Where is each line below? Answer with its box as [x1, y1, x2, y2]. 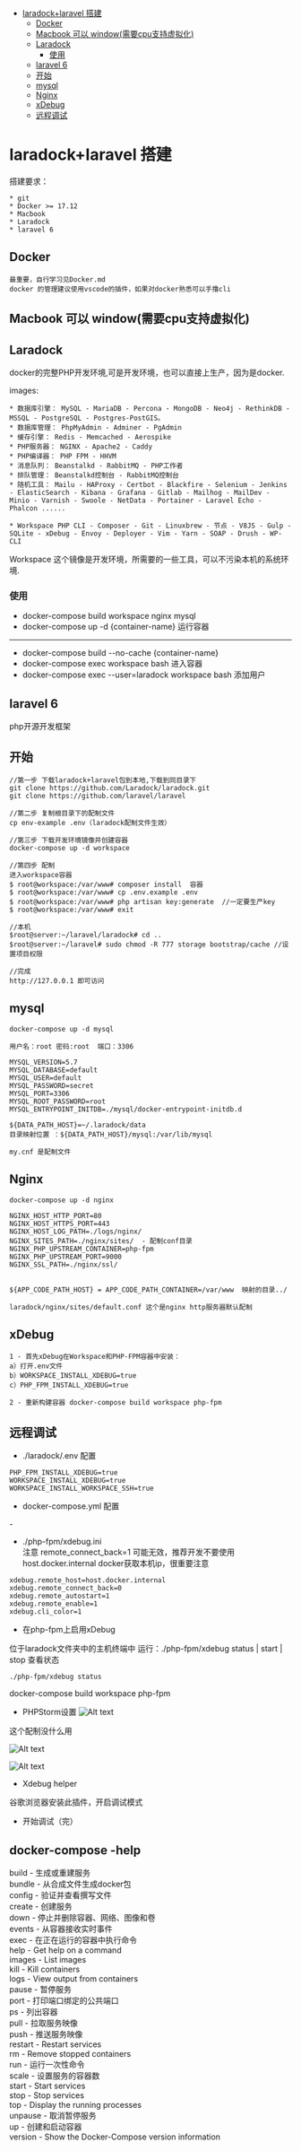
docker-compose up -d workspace [9, 843, 130, 852]
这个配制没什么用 [9, 1726, 73, 1737]
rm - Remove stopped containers [9, 2048, 132, 2059]
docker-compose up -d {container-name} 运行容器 [21, 622, 210, 632]
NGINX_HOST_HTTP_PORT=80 [9, 1211, 102, 1220]
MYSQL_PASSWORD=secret [9, 1081, 94, 1090]
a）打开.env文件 [9, 1362, 64, 1371]
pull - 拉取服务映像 [9, 2017, 78, 2028]
